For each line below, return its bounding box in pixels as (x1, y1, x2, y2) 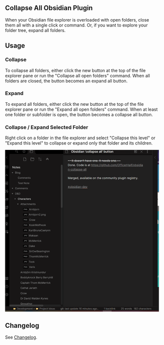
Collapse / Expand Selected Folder (5, 123, 88, 130)
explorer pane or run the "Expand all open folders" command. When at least (5, 106, 158, 112)
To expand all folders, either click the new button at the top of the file (5, 101, 144, 107)
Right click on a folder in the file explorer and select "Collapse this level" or (5, 135, 156, 141)
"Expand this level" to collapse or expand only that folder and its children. (5, 140, 153, 146)
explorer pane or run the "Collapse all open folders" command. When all (5, 73, 150, 78)
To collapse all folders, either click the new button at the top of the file (5, 67, 146, 73)
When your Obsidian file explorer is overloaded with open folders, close (5, 17, 149, 23)
